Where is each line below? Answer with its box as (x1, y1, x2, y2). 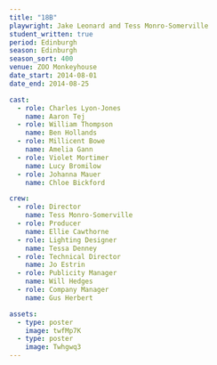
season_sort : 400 (9, 54, 74, 63)
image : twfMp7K (25, 326, 82, 335)
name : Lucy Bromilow (25, 161, 101, 170)
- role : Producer (17, 219, 82, 228)
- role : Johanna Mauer (17, 170, 101, 179)
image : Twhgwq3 (25, 343, 82, 352)
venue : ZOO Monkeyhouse (9, 63, 98, 72)
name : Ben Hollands (25, 128, 98, 138)
